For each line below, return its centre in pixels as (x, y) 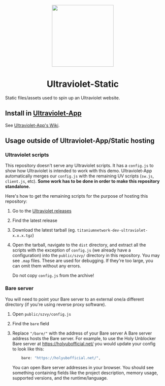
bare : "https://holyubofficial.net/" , (61, 358)
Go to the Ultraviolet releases (42, 211)
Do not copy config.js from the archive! (53, 276)
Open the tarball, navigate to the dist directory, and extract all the (79, 245)
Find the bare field (31, 323)
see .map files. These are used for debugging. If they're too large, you (83, 261)
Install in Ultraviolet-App (43, 113)
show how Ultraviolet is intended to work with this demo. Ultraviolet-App (79, 171)
